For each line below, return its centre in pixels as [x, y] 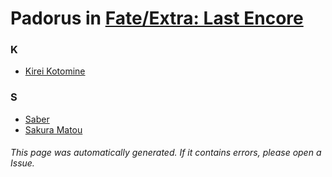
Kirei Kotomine [55, 71]
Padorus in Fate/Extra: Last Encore [157, 18]
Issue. [22, 163]
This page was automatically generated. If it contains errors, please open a [166, 153]
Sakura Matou [53, 129]
